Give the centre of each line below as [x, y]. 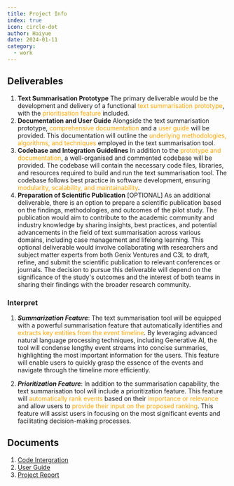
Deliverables [35, 81]
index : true [25, 20]
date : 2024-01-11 [33, 40]
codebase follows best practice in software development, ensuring [114, 180]
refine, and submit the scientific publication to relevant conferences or [119, 262]
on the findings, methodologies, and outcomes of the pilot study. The [117, 210]
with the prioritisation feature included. [73, 113]
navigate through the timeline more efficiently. [84, 370]
